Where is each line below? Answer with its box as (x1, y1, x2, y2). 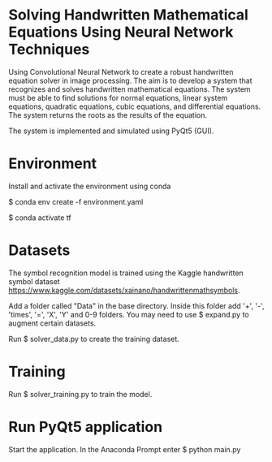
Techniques (8, 41, 90, 58)
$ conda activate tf (8, 213, 71, 222)
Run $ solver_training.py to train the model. (8, 389, 153, 399)
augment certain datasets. (8, 318, 97, 328)
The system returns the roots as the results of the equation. (8, 110, 207, 119)
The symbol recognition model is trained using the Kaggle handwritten (8, 268, 244, 278)
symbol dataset (8, 276, 60, 286)
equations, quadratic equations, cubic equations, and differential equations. (8, 101, 261, 111)
